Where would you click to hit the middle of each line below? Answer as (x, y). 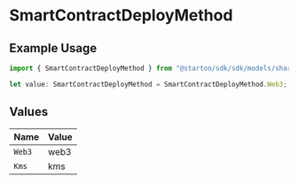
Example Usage (53, 48)
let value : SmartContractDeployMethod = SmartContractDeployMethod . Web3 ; (149, 84)
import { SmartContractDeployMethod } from (91, 68)
